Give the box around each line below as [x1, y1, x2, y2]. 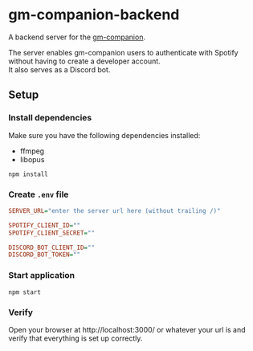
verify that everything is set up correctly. [8, 333, 143, 343]
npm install [8, 170, 48, 178]
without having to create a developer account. [8, 56, 161, 66]
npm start [8, 288, 42, 296]
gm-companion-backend [8, 6, 180, 24]
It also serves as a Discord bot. [8, 64, 111, 74]
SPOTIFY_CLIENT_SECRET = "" [8, 229, 95, 237]
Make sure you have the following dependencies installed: [8, 130, 201, 140]
